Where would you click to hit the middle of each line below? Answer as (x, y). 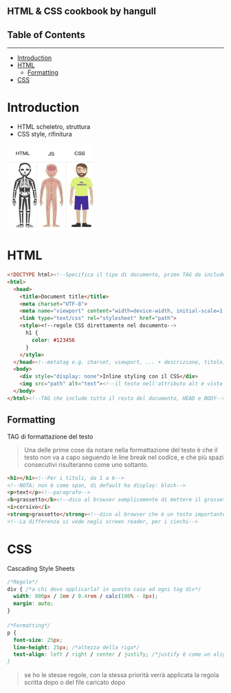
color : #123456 (54, 340)
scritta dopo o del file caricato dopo (75, 683)
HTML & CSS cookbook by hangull (82, 11)
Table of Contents (46, 35)
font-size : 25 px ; (38, 640)
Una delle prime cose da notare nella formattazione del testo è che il (121, 450)
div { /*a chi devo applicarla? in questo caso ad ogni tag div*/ (104, 589)
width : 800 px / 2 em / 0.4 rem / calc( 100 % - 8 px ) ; (86, 596)
